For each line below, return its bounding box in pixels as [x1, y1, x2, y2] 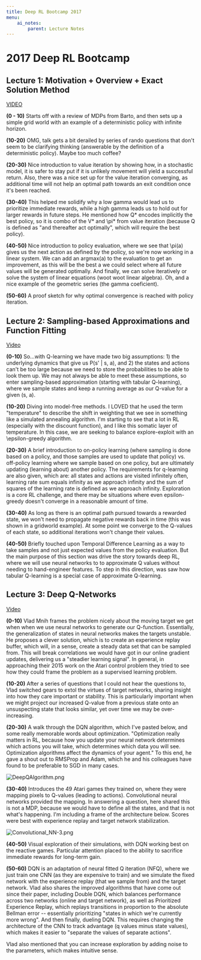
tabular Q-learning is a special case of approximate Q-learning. [6, 572, 163, 579]
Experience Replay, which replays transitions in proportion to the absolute [6, 903, 188, 910]
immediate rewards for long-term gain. [6, 853, 102, 860]
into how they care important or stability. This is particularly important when [6, 692, 194, 700]
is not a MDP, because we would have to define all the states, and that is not [6, 804, 195, 811]
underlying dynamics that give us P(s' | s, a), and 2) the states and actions [6, 359, 190, 367]
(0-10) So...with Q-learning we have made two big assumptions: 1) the [6, 353, 180, 360]
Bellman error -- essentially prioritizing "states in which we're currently [6, 909, 182, 917]
